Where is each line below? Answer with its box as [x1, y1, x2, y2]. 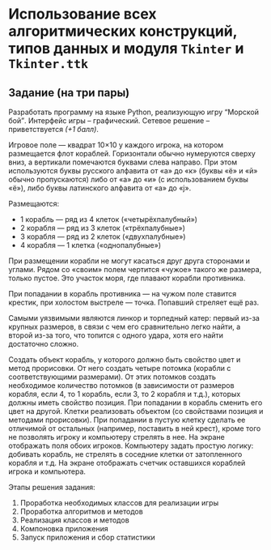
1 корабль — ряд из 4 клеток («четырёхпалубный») [19, 215, 198, 224]
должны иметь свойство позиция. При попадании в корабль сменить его [8, 398, 263, 407]
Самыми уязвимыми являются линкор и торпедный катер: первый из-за [8, 313, 260, 322]
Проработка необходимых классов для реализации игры [19, 498, 219, 507]
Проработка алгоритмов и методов [19, 507, 143, 516]
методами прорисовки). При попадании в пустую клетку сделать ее [8, 415, 246, 424]
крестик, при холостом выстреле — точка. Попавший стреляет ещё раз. [8, 297, 260, 307]
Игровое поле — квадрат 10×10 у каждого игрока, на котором [8, 140, 224, 150]
